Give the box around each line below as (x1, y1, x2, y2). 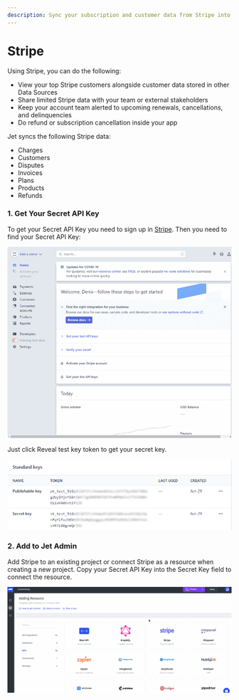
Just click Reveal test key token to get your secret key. (7, 445, 167, 453)
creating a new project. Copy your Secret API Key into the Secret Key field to (7, 565, 232, 573)
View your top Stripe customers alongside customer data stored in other (17, 80, 230, 89)
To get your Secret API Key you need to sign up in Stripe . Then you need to (7, 225, 228, 233)
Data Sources (17, 87, 58, 96)
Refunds (17, 191, 43, 199)
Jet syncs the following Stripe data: (7, 132, 112, 140)
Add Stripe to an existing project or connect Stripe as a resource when (7, 557, 214, 566)
